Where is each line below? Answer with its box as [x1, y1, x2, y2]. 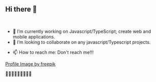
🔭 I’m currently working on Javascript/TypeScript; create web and [12, 28, 151, 34]
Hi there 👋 [5, 5, 37, 14]
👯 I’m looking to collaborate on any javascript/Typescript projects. [12, 39, 151, 45]
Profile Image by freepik [5, 61, 56, 67]
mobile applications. [12, 33, 55, 39]
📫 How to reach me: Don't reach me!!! [12, 49, 94, 55]
